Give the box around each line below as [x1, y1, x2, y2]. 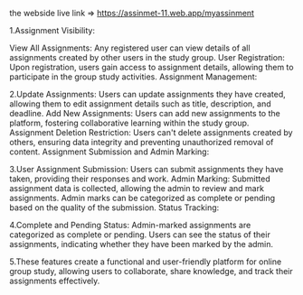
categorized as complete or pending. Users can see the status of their [9, 229, 271, 240]
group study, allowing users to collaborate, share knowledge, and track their [9, 266, 293, 276]
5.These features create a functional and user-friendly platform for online [9, 256, 282, 267]
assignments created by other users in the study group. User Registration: [9, 52, 285, 62]
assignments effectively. [9, 275, 100, 286]
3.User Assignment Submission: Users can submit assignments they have [9, 164, 284, 174]
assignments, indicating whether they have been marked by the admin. [9, 239, 274, 249]
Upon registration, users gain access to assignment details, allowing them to [9, 62, 294, 72]
